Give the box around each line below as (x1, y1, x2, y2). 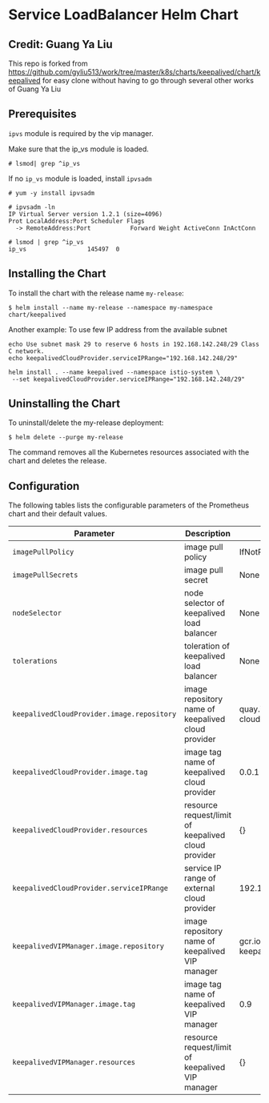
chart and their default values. (8, 509, 108, 519)
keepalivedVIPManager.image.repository (12, 942, 164, 951)
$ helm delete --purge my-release (8, 434, 124, 442)
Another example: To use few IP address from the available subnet (8, 324, 227, 334)
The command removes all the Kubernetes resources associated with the (8, 447, 250, 457)
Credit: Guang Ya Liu (8, 38, 114, 51)
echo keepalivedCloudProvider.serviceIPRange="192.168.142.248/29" (8, 354, 239, 362)
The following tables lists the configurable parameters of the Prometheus (8, 500, 250, 510)
